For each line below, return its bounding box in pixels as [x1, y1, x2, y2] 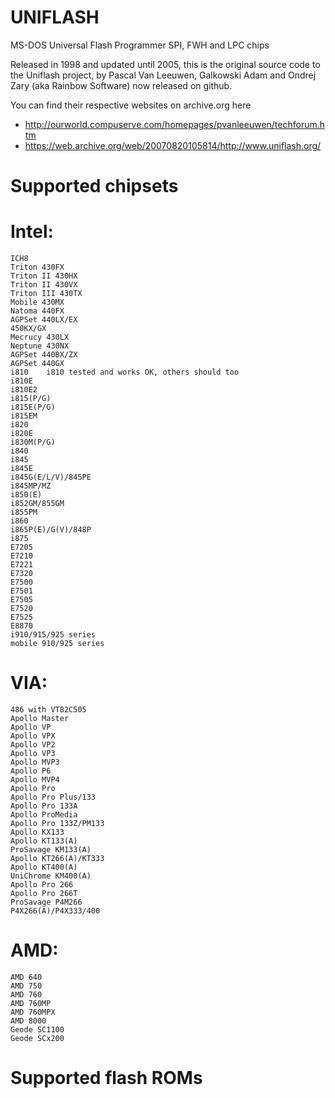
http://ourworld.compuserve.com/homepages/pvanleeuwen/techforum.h [24, 118, 326, 130]
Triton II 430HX [10, 271, 78, 281]
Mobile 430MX [10, 297, 65, 308]
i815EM [10, 411, 38, 421]
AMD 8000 [10, 1016, 47, 1026]
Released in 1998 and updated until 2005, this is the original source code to [10, 58, 321, 70]
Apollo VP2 [10, 740, 56, 750]
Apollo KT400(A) [10, 862, 78, 872]
